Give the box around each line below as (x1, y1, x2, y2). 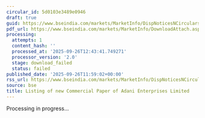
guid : (6, 20, 20, 26)
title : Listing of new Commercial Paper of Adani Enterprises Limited (6, 88, 190, 94)
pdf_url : (6, 26, 29, 32)
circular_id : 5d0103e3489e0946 (6, 9, 86, 15)
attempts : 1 (12, 37, 43, 43)
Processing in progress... (6, 105, 69, 112)
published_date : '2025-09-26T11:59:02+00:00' (6, 71, 124, 77)
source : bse (6, 83, 37, 89)
